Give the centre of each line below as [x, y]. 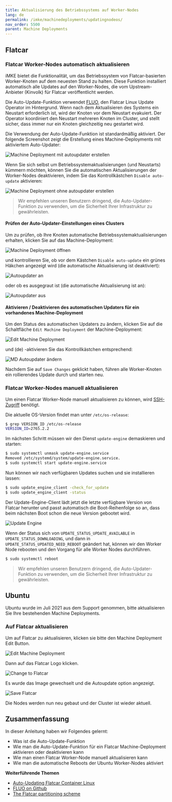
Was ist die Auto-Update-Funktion [49, 741]
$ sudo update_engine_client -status [46, 492]
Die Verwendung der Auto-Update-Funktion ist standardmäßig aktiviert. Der [85, 133]
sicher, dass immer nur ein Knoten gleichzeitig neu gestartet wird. [75, 124]
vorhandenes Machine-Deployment [44, 312]
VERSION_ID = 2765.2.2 [27, 429]
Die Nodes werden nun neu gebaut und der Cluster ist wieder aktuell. [79, 703]
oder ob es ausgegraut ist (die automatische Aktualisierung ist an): [76, 286]
